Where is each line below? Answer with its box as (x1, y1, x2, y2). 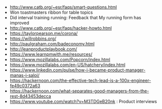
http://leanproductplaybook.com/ (9, 46, 77, 52)
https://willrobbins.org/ (9, 36, 57, 41)
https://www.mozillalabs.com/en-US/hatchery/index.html (9, 62, 126, 68)
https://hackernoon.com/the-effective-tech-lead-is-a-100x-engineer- (9, 77, 151, 83)
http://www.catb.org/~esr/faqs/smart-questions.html (9, 4, 117, 10)
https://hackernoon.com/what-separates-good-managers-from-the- (9, 88, 149, 94)
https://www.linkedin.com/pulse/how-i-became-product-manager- (9, 67, 146, 73)
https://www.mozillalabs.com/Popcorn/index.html (9, 57, 111, 62)
